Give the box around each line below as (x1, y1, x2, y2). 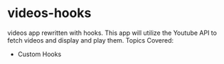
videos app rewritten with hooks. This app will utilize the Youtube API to (7, 28, 217, 37)
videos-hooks (7, 5, 92, 21)
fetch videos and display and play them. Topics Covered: (7, 36, 174, 44)
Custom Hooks (17, 50, 62, 58)
